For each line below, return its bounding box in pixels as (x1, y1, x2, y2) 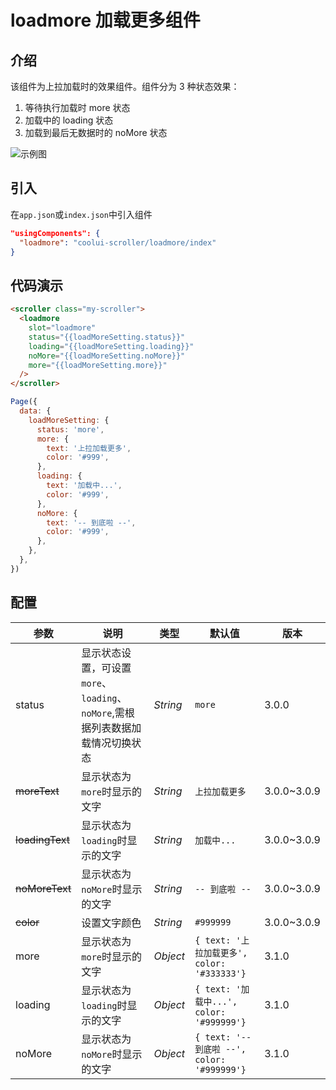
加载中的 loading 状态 (24, 114, 114, 126)
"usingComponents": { (10, 228, 101, 238)
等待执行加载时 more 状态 (24, 102, 131, 113)
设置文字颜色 (81, 916, 142, 930)
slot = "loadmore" (28, 323, 97, 333)
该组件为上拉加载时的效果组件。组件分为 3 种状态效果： (10, 81, 240, 92)
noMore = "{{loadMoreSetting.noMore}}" (28, 351, 186, 361)
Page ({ (10, 397, 38, 407)
